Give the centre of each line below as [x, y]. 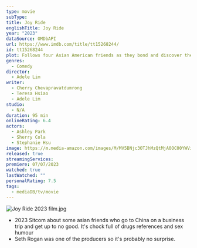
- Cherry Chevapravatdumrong [47, 88]
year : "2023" [22, 33]
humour [24, 232]
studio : [16, 104]
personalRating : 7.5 [31, 181]
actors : [16, 126]
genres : [16, 61]
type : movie [21, 11]
